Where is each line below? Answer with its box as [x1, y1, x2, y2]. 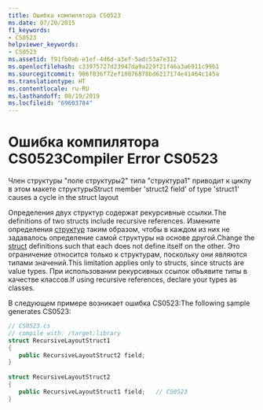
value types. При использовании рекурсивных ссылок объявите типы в [8, 267, 247, 276]
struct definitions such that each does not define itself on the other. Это [8, 242, 240, 251]
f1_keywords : [8, 26, 51, 34]
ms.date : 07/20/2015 [8, 19, 76, 27]
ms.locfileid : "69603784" [8, 99, 93, 107]
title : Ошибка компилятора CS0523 [8, 11, 122, 20]
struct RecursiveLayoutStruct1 [8, 336, 111, 345]
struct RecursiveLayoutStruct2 [8, 373, 111, 382]
